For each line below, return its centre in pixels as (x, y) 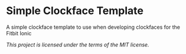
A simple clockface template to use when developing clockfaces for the (93, 27)
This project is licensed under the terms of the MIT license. (78, 45)
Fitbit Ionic (19, 33)
